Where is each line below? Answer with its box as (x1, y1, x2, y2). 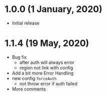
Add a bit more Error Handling (11, 70, 73, 76)
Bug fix (11, 54, 27, 60)
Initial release (11, 20, 39, 26)
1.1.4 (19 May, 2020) (4, 37, 89, 49)
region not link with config (19, 64, 73, 70)
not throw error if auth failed (19, 80, 78, 86)
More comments (11, 86, 46, 92)
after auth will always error (19, 59, 74, 65)
